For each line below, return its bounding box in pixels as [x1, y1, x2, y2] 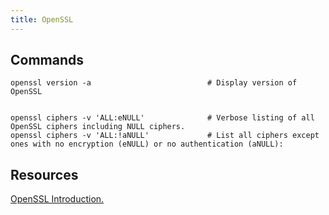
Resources [10, 166, 79, 183]
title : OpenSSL [10, 14, 74, 25]
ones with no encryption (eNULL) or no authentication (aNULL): [10, 139, 284, 150]
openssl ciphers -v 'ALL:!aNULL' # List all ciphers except [10, 131, 320, 141]
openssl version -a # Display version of [10, 78, 298, 88]
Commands [10, 52, 85, 69]
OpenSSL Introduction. [10, 193, 105, 205]
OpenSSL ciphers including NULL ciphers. [10, 122, 186, 132]
